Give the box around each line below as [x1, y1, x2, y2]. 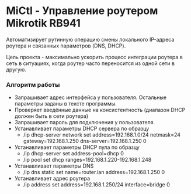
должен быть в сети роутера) [14, 113, 89, 120]
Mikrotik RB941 [6, 16, 81, 30]
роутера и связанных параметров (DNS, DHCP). [6, 42, 126, 49]
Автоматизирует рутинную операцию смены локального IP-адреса [6, 36, 175, 43]
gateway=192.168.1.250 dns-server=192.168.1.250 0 [23, 138, 147, 145]
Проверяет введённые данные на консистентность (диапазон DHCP [14, 107, 186, 114]
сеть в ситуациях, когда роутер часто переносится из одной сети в [6, 60, 175, 67]
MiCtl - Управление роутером [6, 4, 158, 18]
